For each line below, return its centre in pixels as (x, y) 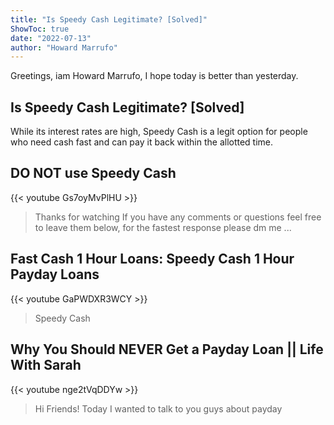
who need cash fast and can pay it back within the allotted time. (142, 142)
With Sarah (46, 365)
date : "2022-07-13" (51, 38)
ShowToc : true (40, 29)
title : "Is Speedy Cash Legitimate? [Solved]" (109, 19)
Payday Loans (55, 274)
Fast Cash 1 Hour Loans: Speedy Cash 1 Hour (152, 259)
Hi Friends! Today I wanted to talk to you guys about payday (158, 408)
